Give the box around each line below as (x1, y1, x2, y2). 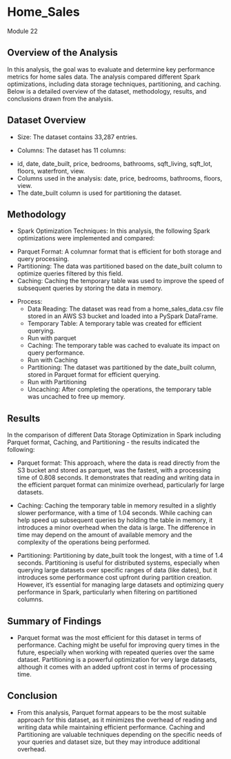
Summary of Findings (7, 615, 102, 627)
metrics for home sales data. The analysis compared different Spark (7, 72, 201, 81)
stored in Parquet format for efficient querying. (27, 371, 161, 379)
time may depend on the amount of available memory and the (17, 531, 192, 539)
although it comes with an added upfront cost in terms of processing (17, 663, 212, 671)
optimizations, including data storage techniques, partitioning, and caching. (7, 80, 222, 88)
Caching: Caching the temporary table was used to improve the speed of (17, 277, 224, 285)
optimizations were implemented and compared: (17, 234, 155, 242)
